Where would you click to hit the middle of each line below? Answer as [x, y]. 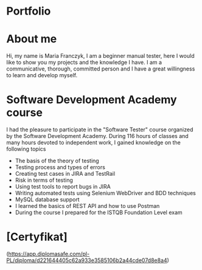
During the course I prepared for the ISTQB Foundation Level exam [99, 213]
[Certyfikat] [37, 237]
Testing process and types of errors [60, 167]
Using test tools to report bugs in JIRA [63, 187]
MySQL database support [47, 199]
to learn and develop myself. [42, 75]
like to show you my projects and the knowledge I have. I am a [84, 63]
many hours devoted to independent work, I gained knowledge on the [94, 143]
